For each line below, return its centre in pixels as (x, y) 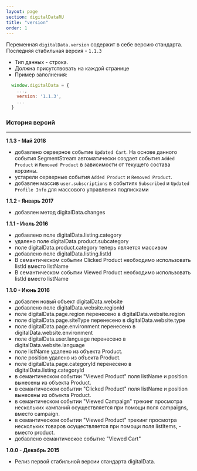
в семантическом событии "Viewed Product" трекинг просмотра (96, 420)
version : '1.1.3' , (39, 96)
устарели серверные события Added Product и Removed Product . (94, 177)
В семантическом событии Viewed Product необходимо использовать (103, 272)
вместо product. (35, 432)
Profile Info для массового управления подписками (81, 189)
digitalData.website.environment (53, 332)
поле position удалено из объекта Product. (68, 357)
